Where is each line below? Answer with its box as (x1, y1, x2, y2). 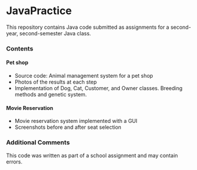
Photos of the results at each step (14, 78, 97, 86)
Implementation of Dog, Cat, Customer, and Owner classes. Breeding (14, 85, 183, 92)
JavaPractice (6, 4, 72, 18)
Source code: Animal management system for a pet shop (14, 72, 153, 79)
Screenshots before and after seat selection (14, 124, 122, 131)
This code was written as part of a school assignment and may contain (6, 152, 178, 159)
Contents (6, 44, 34, 52)
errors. (6, 158, 22, 165)
